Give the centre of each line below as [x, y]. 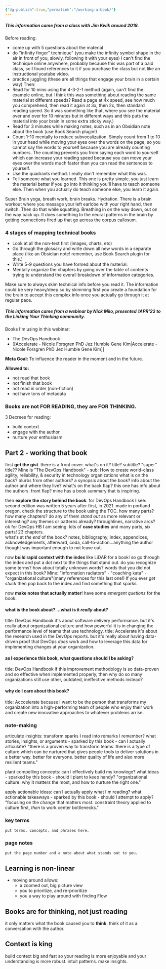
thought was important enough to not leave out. [54, 547]
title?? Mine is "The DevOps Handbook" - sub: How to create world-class [80, 470]
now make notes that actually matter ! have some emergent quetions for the [83, 593]
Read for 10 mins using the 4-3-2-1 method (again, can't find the [78, 89]
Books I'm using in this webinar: [38, 329]
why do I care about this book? [37, 691]
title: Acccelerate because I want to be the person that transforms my [76, 702]
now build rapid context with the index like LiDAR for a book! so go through [82, 557]
